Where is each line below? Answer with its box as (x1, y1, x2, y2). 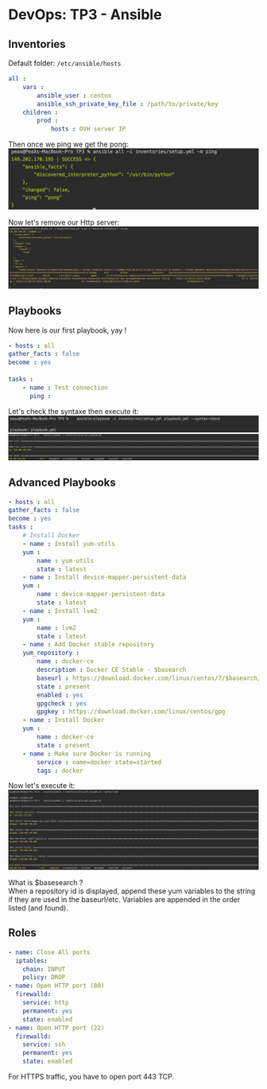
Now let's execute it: (8, 781, 75, 790)
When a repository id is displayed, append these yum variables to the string (8, 886, 256, 896)
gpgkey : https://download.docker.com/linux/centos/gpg (37, 708, 226, 716)
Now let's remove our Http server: (8, 217, 120, 228)
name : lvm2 (37, 623, 77, 632)
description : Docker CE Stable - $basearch (37, 666, 187, 674)
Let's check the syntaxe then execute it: (8, 406, 139, 416)
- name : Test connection (22, 384, 109, 392)
